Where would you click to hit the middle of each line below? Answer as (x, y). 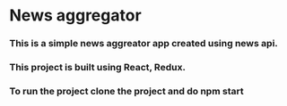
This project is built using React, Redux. (98, 68)
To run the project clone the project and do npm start (126, 91)
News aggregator (75, 16)
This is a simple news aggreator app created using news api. (143, 44)
